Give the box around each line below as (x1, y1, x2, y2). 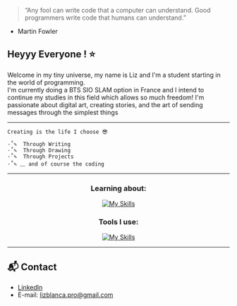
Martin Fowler (17, 27, 59, 35)
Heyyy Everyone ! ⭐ (7, 49, 96, 61)
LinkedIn (17, 283, 43, 292)
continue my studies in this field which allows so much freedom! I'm (7, 93, 205, 102)
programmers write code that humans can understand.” (24, 13, 187, 22)
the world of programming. (7, 78, 85, 87)
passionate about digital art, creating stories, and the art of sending (7, 100, 203, 109)
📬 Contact (7, 261, 57, 273)
